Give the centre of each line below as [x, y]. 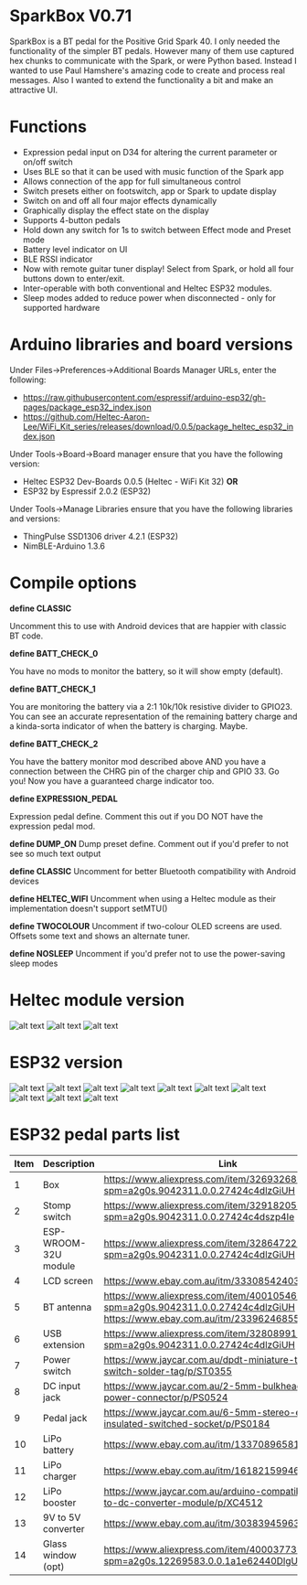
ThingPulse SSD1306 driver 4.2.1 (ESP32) [100, 536]
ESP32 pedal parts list [95, 1134]
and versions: [35, 519]
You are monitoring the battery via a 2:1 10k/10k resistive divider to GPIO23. [151, 706]
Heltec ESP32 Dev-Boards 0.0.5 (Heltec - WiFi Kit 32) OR [130, 481]
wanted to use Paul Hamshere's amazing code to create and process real [148, 70]
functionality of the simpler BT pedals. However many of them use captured [152, 50]
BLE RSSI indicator [58, 259]
